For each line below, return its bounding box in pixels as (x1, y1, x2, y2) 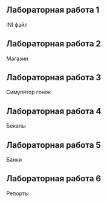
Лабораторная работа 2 (6, 39, 102, 49)
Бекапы (6, 122, 26, 129)
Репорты (6, 190, 29, 197)
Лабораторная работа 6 (6, 173, 102, 184)
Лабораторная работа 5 (6, 140, 101, 150)
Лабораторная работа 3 (6, 72, 102, 83)
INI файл (6, 21, 28, 28)
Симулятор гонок (6, 88, 51, 96)
